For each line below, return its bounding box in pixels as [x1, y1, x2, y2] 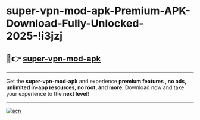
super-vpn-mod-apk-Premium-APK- [6, 4, 190, 18]
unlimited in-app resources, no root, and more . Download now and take [6, 84, 185, 91]
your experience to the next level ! [6, 90, 89, 97]
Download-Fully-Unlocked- [6, 17, 144, 30]
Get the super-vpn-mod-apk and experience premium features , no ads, [6, 78, 186, 85]
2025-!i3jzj [6, 30, 63, 43]
